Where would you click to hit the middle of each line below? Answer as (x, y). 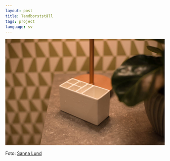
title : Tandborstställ (29, 16)
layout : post (19, 11)
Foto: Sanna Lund (24, 153)
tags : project (20, 21)
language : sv (19, 27)
